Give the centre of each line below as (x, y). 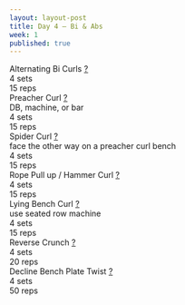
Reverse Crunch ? (43, 242)
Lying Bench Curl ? (44, 204)
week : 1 (24, 34)
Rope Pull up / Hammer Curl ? (65, 175)
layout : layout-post (49, 18)
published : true (40, 43)
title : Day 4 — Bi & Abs (56, 26)
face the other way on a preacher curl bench (93, 146)
